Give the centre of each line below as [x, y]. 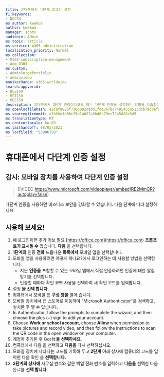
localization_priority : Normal [37, 50]
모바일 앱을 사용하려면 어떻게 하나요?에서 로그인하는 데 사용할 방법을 [77, 258]
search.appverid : [23, 87]
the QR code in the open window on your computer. [64, 333]
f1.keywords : [19, 14]
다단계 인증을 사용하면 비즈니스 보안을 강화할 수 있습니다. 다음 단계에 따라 [75, 204]
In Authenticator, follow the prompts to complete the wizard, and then [82, 313]
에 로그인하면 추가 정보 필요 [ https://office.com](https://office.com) [78, 240]
